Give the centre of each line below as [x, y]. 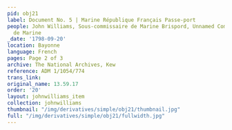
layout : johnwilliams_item [46, 97]
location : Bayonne [33, 45]
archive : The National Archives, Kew [61, 65]
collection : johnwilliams [44, 103]
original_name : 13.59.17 [43, 84]
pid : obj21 [23, 13]
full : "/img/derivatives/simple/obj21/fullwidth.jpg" [86, 116]
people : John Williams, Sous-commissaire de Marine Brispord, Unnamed [111, 26]
